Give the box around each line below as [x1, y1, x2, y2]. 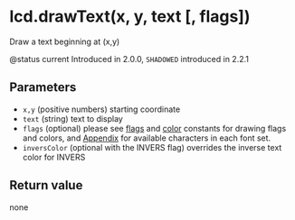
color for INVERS [22, 151, 86, 162]
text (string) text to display [22, 113, 124, 124]
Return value [9, 178, 83, 193]
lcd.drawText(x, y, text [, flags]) [9, 6, 251, 27]
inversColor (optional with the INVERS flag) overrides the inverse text [22, 142, 282, 152]
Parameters [9, 79, 77, 96]
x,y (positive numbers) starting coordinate [22, 104, 181, 115]
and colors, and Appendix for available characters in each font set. [22, 133, 271, 143]
